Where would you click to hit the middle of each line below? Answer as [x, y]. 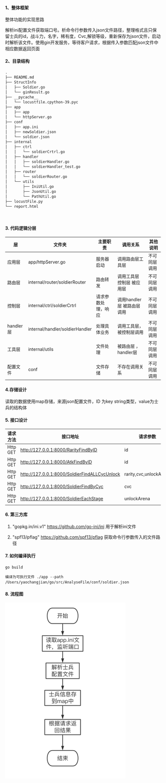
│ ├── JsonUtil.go [31, 192]
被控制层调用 [130, 332]
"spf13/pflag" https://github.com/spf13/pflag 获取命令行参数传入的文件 [84, 537]
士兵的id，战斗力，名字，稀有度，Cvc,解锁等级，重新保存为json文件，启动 [85, 36]
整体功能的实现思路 [25, 19]
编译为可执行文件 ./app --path [34, 577]
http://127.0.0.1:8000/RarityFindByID [59, 450]
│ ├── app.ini [22, 127]
